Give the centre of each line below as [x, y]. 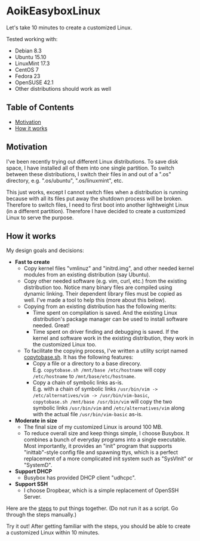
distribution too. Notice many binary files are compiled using [98, 287]
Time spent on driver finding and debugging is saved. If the [106, 332]
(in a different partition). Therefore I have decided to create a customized [96, 211]
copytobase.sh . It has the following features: [79, 357]
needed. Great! [51, 325]
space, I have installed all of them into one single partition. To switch [90, 168]
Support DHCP [33, 471]
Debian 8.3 [28, 50]
